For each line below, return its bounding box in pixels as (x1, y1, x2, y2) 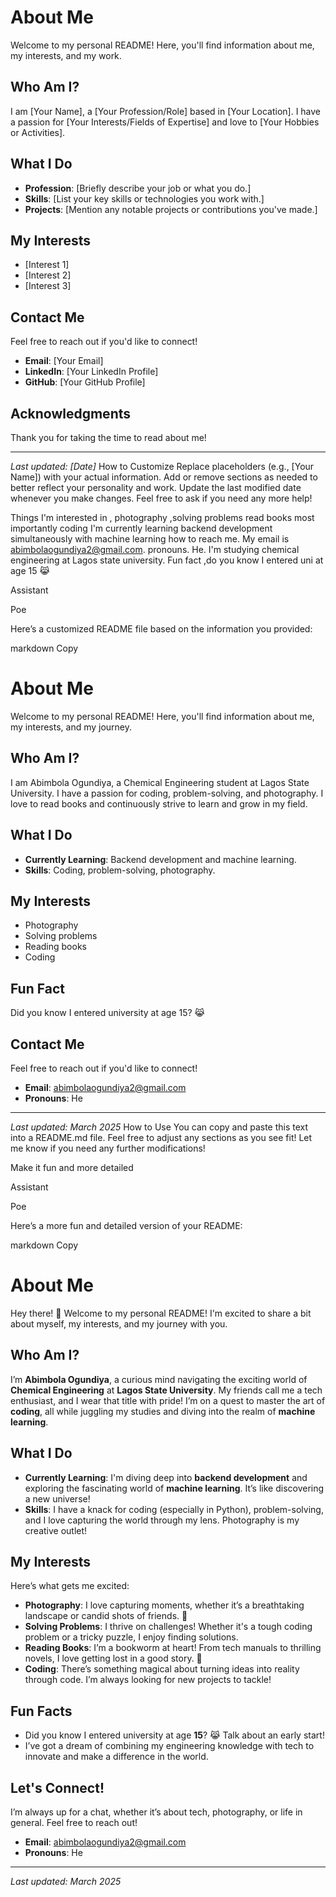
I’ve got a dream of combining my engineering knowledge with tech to (24, 1740, 315, 1752)
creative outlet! (24, 1524, 88, 1536)
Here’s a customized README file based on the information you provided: (10, 623, 313, 635)
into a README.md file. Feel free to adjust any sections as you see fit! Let (10, 1132, 313, 1143)
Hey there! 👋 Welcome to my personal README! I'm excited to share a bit (10, 1307, 312, 1319)
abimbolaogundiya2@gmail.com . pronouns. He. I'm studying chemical (10, 544, 300, 555)
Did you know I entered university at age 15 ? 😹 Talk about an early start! (24, 1729, 325, 1741)
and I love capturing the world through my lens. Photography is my (24, 1514, 300, 1526)
